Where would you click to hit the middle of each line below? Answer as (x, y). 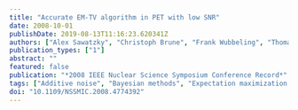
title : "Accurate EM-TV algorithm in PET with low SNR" (114, 17)
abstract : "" (33, 59)
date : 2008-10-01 (41, 26)
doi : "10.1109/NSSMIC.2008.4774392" (77, 91)
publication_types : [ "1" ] (57, 51)
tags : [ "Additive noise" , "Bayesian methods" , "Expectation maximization (149, 83)
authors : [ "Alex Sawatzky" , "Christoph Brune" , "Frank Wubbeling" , (137, 42)
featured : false (39, 67)
